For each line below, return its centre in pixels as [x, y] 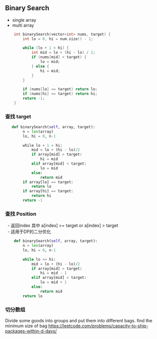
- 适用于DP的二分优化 [29, 232]
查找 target [18, 116]
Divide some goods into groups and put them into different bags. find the [79, 320]
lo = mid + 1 [53, 282]
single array [24, 20]
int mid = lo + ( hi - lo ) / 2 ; [63, 53]
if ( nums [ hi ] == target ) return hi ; [60, 94]
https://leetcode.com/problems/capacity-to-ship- [98, 326]
